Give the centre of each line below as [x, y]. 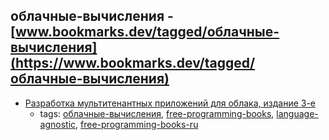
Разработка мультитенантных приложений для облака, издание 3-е [170, 103]
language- [297, 113]
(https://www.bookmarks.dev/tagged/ [133, 63]
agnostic [58, 124]
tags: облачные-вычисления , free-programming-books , [157, 113]
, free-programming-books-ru [137, 124]
